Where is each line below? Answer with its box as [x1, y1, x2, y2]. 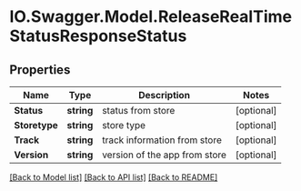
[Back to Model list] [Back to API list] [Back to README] [9, 172, 218, 183]
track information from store [101, 134, 223, 146]
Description [137, 89, 191, 101]
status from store [101, 105, 176, 116]
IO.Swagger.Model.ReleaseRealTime [9, 6, 293, 27]
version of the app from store [101, 148, 227, 161]
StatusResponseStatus [9, 25, 187, 46]
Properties [9, 62, 71, 77]
